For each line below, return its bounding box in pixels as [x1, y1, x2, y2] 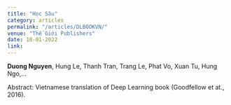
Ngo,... [7, 69, 27, 78]
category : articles [7, 17, 64, 24]
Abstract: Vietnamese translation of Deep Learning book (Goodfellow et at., [7, 83, 225, 91]
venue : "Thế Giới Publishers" [7, 29, 96, 37]
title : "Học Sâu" [7, 10, 58, 17]
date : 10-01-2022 [7, 36, 58, 43]
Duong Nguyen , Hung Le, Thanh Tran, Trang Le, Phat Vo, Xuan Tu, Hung [7, 62, 218, 70]
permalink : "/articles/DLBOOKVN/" [7, 23, 108, 30]
